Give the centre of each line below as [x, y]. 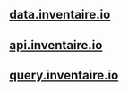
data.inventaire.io [60, 15]
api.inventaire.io [56, 45]
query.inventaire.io [64, 75]
